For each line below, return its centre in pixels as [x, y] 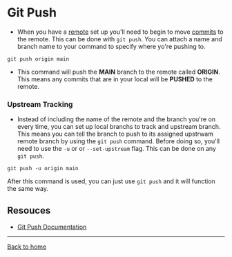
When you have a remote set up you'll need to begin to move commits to [120, 32]
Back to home [27, 247]
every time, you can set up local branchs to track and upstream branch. [119, 127]
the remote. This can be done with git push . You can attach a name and [119, 39]
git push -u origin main [43, 169]
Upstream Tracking [40, 104]
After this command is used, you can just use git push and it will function [111, 181]
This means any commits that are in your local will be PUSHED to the [115, 79]
